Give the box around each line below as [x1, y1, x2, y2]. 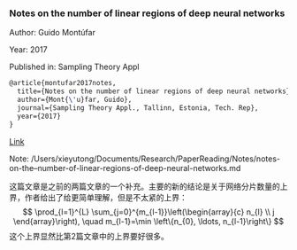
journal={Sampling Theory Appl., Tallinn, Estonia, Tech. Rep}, [17, 103, 259, 113]
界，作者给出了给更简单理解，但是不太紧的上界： [9, 191, 187, 202]
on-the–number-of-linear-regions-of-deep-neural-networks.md [9, 162, 241, 173]
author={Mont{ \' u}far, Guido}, [17, 96, 133, 105]
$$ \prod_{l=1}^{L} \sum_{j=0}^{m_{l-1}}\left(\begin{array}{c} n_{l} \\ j [22, 207, 275, 217]
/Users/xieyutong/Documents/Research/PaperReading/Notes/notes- [30, 153, 281, 164]
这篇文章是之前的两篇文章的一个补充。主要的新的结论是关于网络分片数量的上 [9, 181, 288, 191]
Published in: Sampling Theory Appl [9, 61, 140, 73]
